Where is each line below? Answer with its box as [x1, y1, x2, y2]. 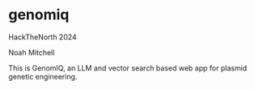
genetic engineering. [8, 71, 78, 81]
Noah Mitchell [8, 47, 55, 57]
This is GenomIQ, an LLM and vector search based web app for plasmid [8, 63, 248, 73]
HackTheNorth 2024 [8, 32, 77, 42]
